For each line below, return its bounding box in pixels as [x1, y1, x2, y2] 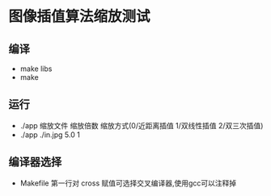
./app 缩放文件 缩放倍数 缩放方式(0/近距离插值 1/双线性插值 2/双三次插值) [19, 120, 264, 130]
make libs [19, 64, 53, 73]
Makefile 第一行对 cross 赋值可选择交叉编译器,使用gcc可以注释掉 [19, 178, 237, 188]
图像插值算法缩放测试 [8, 7, 151, 26]
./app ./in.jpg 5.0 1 [19, 130, 81, 140]
